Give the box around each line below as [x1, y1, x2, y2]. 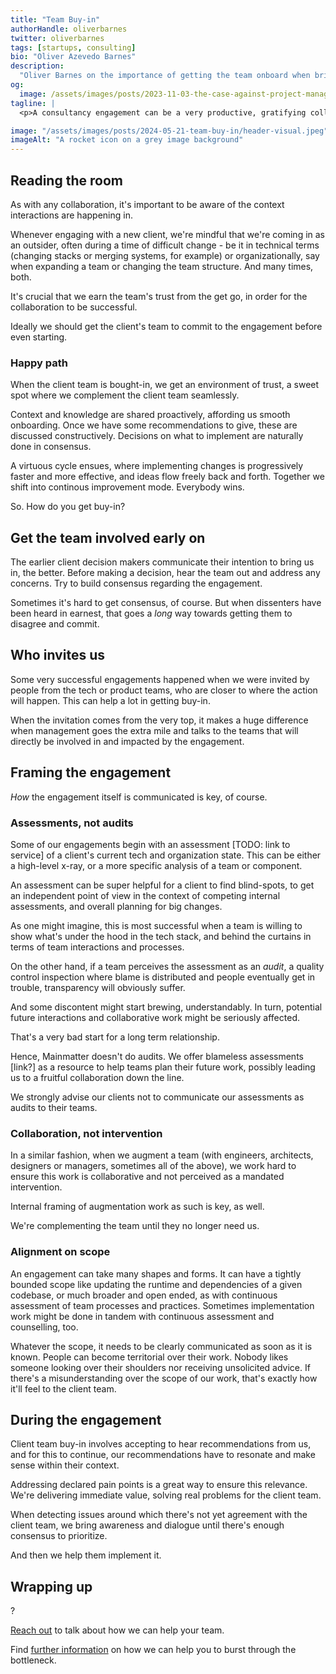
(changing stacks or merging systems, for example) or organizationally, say [10, 249, 320, 261]
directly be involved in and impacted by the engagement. [10, 735, 245, 747]
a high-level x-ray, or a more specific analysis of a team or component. [10, 859, 303, 871]
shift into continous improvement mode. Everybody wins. [10, 481, 245, 493]
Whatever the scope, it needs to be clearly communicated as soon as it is [10, 1340, 313, 1352]
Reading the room [10, 172, 123, 189]
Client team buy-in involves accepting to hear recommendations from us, [10, 1438, 312, 1450]
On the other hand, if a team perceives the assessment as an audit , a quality [10, 960, 325, 972]
